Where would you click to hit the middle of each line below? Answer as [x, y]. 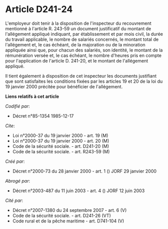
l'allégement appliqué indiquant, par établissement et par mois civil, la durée [84, 34]
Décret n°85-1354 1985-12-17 [43, 116]
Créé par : [15, 161]
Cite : [10, 126]
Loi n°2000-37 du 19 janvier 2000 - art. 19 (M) [60, 135]
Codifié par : [18, 106]
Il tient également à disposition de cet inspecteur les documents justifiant [81, 76]
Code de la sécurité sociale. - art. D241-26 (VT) [62, 215]
